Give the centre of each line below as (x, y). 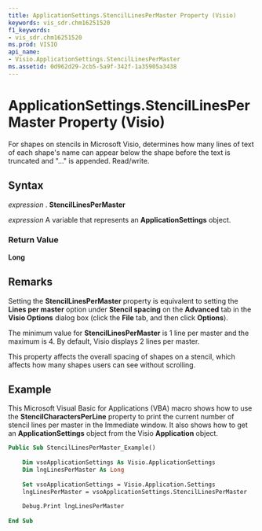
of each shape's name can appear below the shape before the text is (119, 152)
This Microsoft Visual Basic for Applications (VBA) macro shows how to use (130, 408)
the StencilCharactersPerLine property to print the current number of (121, 417)
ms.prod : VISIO (33, 45)
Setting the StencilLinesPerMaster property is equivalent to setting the (124, 301)
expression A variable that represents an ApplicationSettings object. (120, 219)
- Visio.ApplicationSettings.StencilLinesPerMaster (94, 60)
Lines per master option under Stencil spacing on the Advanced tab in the (130, 309)
